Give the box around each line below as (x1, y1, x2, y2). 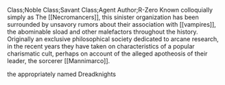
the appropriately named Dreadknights (7, 70, 117, 78)
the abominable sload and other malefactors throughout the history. (7, 27, 198, 36)
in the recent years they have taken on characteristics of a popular (7, 42, 196, 50)
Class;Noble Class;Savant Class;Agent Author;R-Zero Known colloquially (7, 6, 213, 14)
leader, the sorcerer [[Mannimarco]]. (7, 57, 110, 64)
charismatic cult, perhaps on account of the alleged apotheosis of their (7, 49, 208, 58)
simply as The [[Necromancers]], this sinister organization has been (7, 13, 199, 21)
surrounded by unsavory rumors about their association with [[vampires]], (7, 21, 216, 28)
